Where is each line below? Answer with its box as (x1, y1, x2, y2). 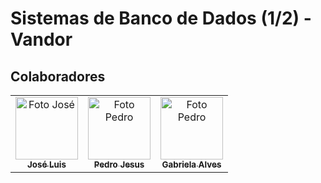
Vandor (10, 28, 73, 51)
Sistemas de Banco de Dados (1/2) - (10, 7, 312, 30)
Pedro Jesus (93, 159, 145, 170)
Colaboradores (10, 68, 106, 85)
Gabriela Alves (161, 159, 222, 170)
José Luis (27, 159, 67, 170)
